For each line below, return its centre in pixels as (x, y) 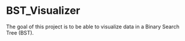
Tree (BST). (20, 32)
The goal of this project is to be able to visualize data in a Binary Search (93, 27)
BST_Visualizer (43, 11)
